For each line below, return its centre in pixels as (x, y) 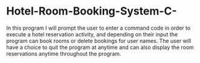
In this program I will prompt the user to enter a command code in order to (98, 28)
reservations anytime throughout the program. (64, 53)
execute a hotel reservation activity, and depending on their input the (92, 34)
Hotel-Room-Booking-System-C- (92, 11)
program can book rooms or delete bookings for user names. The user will (99, 41)
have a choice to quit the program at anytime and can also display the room (100, 47)
